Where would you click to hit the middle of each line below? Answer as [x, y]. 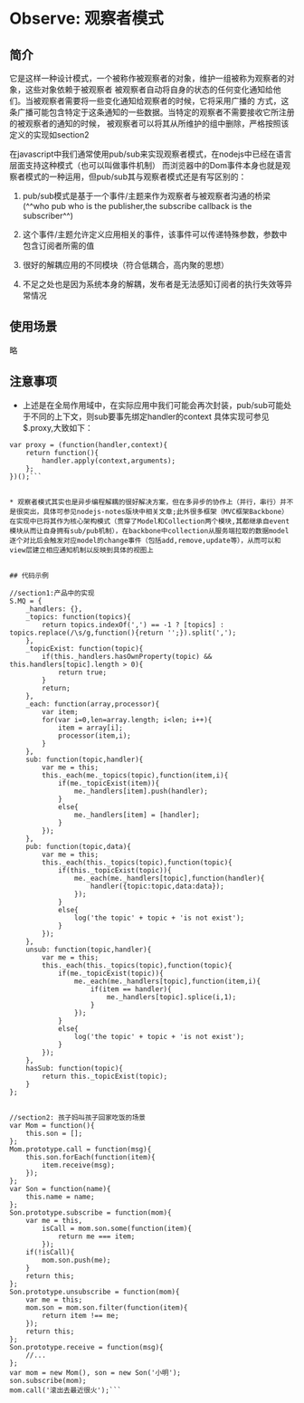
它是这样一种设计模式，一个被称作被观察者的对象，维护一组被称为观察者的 [148, 78]
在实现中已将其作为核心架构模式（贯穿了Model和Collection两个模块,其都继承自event [150, 521]
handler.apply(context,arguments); [109, 461]
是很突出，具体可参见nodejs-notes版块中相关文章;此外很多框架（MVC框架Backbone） [149, 511]
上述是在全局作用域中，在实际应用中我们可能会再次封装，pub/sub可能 [153, 405]
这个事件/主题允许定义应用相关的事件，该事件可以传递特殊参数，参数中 [155, 234]
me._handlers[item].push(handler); [141, 791]
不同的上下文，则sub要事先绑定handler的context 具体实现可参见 [150, 416]
